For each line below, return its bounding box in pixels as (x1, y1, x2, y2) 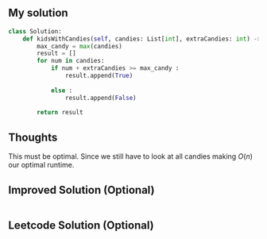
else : (50, 87, 73, 94)
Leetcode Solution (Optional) (8, 218, 154, 233)
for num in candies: (37, 57, 105, 65)
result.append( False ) (64, 94, 137, 102)
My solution (8, 6, 69, 20)
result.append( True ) (64, 71, 133, 80)
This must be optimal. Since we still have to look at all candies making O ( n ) (8, 152, 253, 161)
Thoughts (8, 130, 58, 144)
